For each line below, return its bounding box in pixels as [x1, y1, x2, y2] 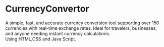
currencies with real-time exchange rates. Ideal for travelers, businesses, [5, 25, 157, 31]
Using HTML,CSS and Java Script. [5, 36, 77, 42]
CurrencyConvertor [5, 3, 89, 15]
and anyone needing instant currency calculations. [5, 30, 111, 36]
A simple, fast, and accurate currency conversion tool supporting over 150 [5, 20, 159, 26]
